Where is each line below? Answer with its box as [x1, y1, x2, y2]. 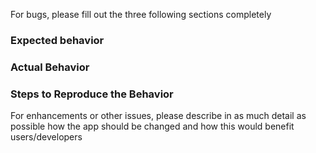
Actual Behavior [10, 60, 90, 74]
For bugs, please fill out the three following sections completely [10, 9, 272, 20]
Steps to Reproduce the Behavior [10, 87, 174, 101]
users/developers [10, 131, 83, 143]
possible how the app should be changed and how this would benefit [10, 120, 295, 133]
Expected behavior [10, 33, 105, 47]
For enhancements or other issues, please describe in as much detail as [10, 110, 307, 122]
